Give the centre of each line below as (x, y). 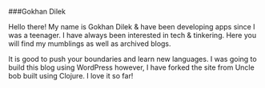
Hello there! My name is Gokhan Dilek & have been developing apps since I (132, 27)
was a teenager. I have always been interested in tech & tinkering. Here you (132, 35)
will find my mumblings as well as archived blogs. (90, 44)
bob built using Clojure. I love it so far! (71, 76)
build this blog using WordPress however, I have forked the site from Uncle (131, 67)
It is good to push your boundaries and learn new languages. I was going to (133, 59)
